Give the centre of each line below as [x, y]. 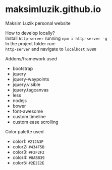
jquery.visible [26, 84]
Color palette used [24, 131]
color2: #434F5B [28, 146]
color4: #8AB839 [29, 157]
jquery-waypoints [31, 79]
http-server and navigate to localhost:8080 [51, 49]
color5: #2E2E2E [28, 162]
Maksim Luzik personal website [38, 23]
